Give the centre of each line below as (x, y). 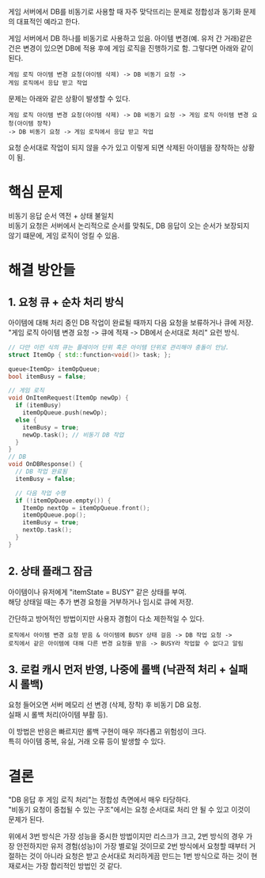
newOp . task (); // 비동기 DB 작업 (73, 435)
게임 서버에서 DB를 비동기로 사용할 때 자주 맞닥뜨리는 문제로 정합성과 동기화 (125, 11)
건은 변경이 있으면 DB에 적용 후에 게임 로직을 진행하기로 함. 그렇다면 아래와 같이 (131, 48)
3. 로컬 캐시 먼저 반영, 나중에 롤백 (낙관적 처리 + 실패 (128, 670)
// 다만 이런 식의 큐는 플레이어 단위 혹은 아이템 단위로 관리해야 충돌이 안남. (119, 347)
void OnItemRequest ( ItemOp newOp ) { (68, 398)
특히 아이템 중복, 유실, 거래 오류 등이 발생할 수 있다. (87, 741)
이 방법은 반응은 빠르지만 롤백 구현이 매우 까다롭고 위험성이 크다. (108, 732)
